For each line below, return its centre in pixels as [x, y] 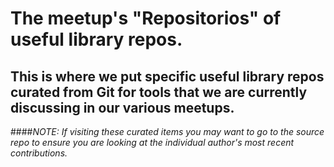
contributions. [39, 153]
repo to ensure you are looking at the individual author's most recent [152, 142]
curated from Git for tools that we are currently [159, 92]
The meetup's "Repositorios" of [146, 18]
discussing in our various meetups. [122, 107]
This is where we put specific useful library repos [167, 76]
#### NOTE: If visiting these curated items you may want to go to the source [167, 131]
